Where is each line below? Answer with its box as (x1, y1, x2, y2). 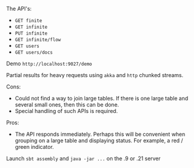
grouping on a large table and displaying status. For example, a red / (14, 137, 184, 144)
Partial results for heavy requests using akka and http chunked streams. (6, 72, 184, 78)
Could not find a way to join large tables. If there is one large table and (14, 95, 189, 102)
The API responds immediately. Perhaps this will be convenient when (14, 131, 186, 138)
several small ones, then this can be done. (14, 101, 119, 108)
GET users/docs (14, 50, 53, 56)
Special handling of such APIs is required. (14, 108, 118, 114)
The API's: (6, 5, 32, 12)
